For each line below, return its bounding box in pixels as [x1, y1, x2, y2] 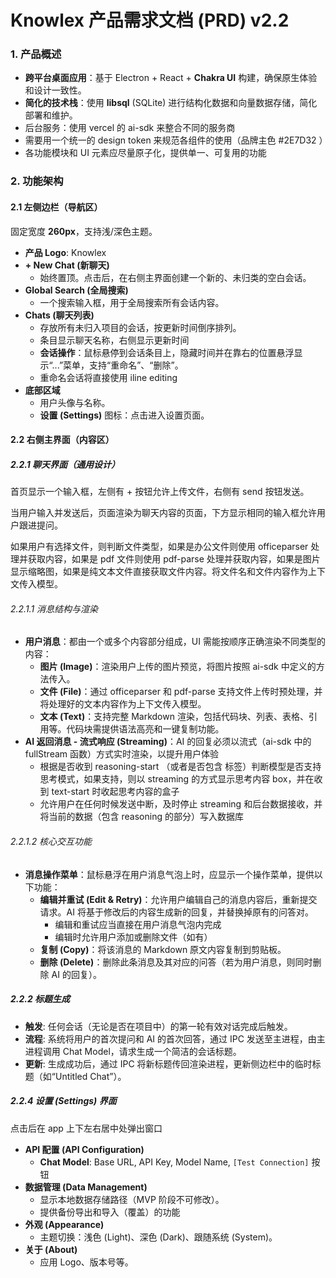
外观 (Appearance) [24, 1218, 105, 1230]
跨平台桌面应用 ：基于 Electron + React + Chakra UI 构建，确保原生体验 [24, 72, 318, 84]
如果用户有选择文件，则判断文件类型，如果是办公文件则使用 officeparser [10, 541, 309, 553]
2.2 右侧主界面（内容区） [10, 434, 115, 446]
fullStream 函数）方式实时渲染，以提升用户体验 [24, 748, 219, 760]
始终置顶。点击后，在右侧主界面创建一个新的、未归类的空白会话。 [39, 271, 312, 283]
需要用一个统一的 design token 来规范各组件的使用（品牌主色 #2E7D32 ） [24, 134, 328, 146]
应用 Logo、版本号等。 [39, 1256, 134, 1268]
